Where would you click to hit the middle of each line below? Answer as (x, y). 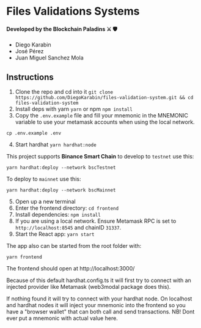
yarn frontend (24, 257)
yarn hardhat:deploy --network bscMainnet (61, 190)
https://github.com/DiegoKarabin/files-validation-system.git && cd (104, 98)
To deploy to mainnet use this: (44, 179)
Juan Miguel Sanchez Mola (49, 58)
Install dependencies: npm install (58, 215)
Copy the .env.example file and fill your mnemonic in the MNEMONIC (101, 116)
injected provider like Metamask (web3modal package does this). (89, 287)
